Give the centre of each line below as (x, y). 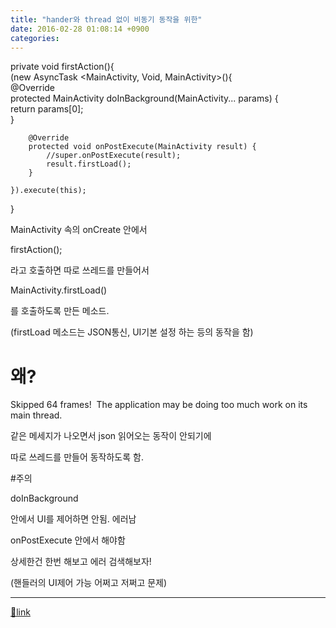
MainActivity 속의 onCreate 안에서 (79, 230)
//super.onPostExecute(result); (114, 156)
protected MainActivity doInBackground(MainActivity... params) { (144, 98)
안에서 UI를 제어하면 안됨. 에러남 (73, 519)
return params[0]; (47, 109)
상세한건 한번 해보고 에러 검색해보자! (81, 562)
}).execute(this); (48, 191)
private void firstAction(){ (62, 67)
